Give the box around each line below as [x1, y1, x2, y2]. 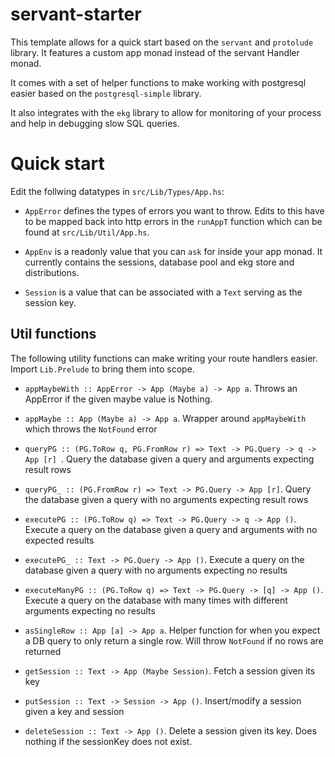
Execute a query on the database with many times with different [24, 594, 288, 606]
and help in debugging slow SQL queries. [10, 117, 180, 129]
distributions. [24, 266, 80, 278]
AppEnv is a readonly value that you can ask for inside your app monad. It [24, 245, 323, 257]
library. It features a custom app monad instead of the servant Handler [10, 46, 300, 58]
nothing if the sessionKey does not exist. [24, 735, 193, 747]
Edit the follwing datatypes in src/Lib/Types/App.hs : [10, 185, 225, 197]
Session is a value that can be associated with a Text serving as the [24, 286, 303, 298]
